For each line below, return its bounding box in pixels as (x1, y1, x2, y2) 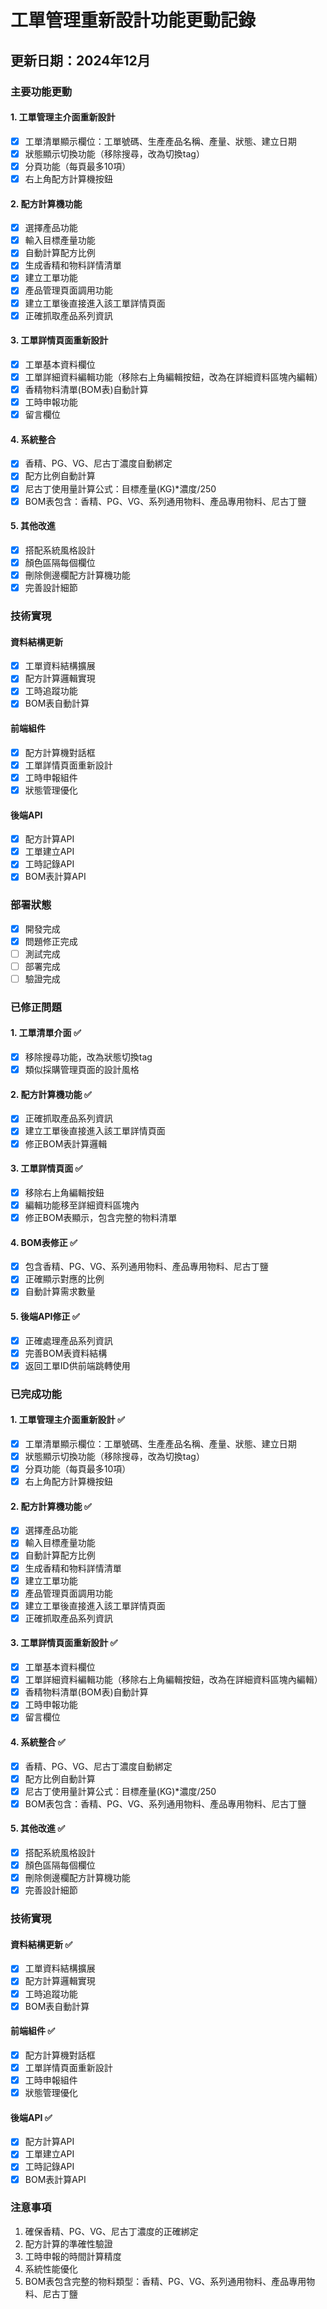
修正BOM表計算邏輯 (24, 1137, 108, 1150)
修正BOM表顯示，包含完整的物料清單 (24, 1211, 178, 1223)
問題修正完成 (24, 935, 78, 947)
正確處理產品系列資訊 (24, 1334, 113, 1346)
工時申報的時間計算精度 (24, 2250, 122, 2262)
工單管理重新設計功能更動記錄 (10, 9, 257, 32)
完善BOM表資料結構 (24, 1347, 108, 1359)
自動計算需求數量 (24, 1286, 96, 1298)
